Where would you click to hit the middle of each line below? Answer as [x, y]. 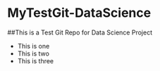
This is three [36, 60]
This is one [33, 46]
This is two [33, 53]
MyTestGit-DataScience [79, 13]
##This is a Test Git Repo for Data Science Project [80, 32]
